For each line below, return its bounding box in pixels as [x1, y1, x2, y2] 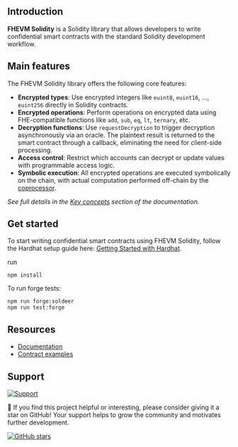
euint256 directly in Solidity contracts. [17, 100, 129, 109]
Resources [7, 323, 56, 335]
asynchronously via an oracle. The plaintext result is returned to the [17, 131, 215, 139]
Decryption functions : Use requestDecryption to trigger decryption [17, 123, 215, 131]
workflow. [7, 39, 36, 48]
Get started [7, 218, 59, 230]
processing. [17, 146, 53, 154]
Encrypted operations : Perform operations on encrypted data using [17, 108, 217, 117]
